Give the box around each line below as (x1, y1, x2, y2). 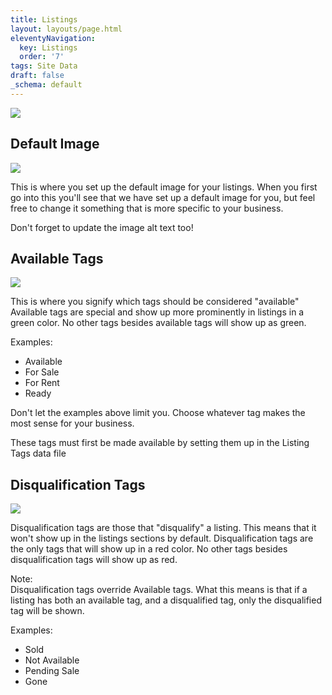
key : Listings (19, 42, 78, 53)
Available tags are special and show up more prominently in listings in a (10, 306, 305, 318)
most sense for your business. (10, 417, 135, 430)
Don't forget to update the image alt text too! (10, 221, 194, 233)
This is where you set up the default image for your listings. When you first (10, 181, 318, 193)
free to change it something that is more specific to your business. (10, 202, 284, 214)
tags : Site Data (10, 61, 78, 71)
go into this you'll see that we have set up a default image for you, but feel (10, 191, 316, 203)
